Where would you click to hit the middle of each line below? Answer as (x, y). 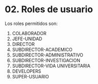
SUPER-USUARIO (30, 76)
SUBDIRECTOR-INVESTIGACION (46, 60)
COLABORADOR (29, 33)
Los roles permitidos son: (31, 23)
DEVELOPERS (26, 71)
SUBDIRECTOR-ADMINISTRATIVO (47, 55)
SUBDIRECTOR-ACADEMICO (42, 49)
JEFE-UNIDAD (27, 39)
